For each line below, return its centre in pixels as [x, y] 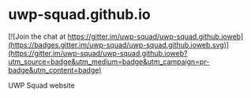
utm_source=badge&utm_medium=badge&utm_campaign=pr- [109, 62]
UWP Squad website [41, 85]
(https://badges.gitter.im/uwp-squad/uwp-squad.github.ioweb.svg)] [119, 44]
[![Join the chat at [37, 36]
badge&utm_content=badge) [55, 70]
